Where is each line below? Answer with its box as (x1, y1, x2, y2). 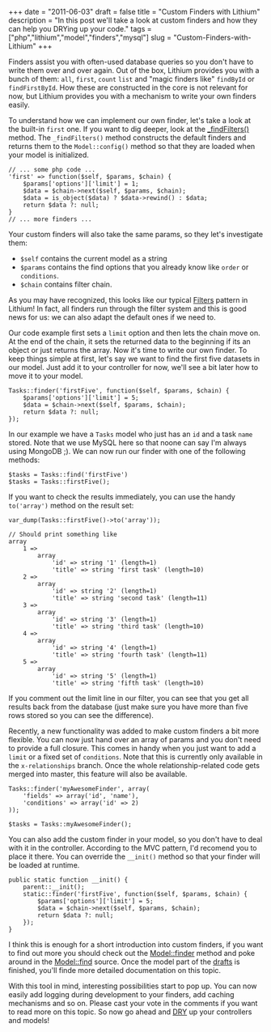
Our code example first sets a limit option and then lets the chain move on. (8, 328, 260, 338)
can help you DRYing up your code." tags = (8, 24, 152, 33)
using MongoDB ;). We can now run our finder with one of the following (8, 447, 246, 456)
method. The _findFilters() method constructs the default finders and (8, 133, 247, 142)
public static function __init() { (8, 876, 129, 884)
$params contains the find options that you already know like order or (19, 262, 249, 272)
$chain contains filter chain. (19, 279, 112, 289)
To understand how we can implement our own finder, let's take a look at (8, 116, 252, 125)
